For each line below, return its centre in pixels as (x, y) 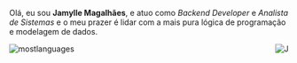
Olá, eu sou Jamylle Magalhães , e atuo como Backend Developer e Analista (149, 13)
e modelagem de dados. (54, 31)
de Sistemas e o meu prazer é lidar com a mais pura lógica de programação (148, 22)
